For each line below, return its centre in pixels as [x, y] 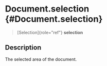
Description [23, 47]
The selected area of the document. [41, 59]
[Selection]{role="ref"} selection [50, 32]
